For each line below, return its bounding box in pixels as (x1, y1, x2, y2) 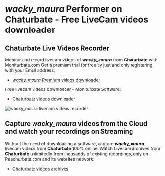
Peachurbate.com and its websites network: (5, 156, 95, 162)
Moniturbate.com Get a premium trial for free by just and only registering (5, 62, 153, 68)
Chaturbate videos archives (12, 166, 69, 172)
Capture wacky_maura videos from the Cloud (5, 119, 148, 128)
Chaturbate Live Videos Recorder (5, 44, 110, 52)
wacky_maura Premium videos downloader (12, 77, 100, 83)
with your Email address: (5, 67, 55, 73)
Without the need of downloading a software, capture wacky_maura (5, 140, 144, 146)
